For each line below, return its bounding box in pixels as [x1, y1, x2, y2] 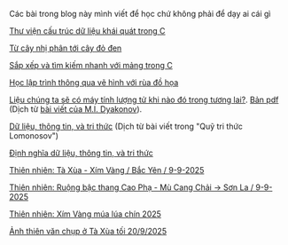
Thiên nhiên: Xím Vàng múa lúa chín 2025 [9, 209, 162, 219]
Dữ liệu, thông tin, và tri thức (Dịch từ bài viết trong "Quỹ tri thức [9, 121, 244, 131]
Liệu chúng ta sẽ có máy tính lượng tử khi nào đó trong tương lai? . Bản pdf [9, 94, 279, 105]
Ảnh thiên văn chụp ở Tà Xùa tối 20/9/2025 [9, 226, 167, 236]
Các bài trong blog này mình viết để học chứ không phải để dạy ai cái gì [9, 9, 271, 19]
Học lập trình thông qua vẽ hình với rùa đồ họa [9, 77, 179, 88]
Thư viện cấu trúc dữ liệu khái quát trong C [9, 26, 166, 36]
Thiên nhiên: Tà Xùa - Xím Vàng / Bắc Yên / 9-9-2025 [9, 165, 205, 175]
